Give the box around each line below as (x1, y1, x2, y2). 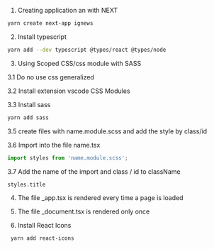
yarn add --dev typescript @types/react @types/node (7, 46, 167, 53)
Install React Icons (17, 221, 72, 229)
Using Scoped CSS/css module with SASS (17, 59, 142, 67)
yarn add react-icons (10, 234, 74, 242)
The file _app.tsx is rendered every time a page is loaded (17, 193, 184, 201)
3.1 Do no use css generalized (7, 72, 94, 81)
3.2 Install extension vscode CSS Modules (7, 87, 130, 95)
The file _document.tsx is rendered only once (17, 207, 150, 216)
